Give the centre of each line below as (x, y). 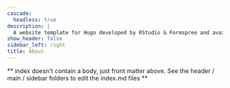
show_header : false (35, 39)
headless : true (35, 20)
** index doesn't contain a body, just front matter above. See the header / (111, 71)
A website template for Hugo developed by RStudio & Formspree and (112, 32)
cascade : (20, 13)
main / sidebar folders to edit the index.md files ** (78, 78)
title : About (26, 52)
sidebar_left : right (37, 45)
